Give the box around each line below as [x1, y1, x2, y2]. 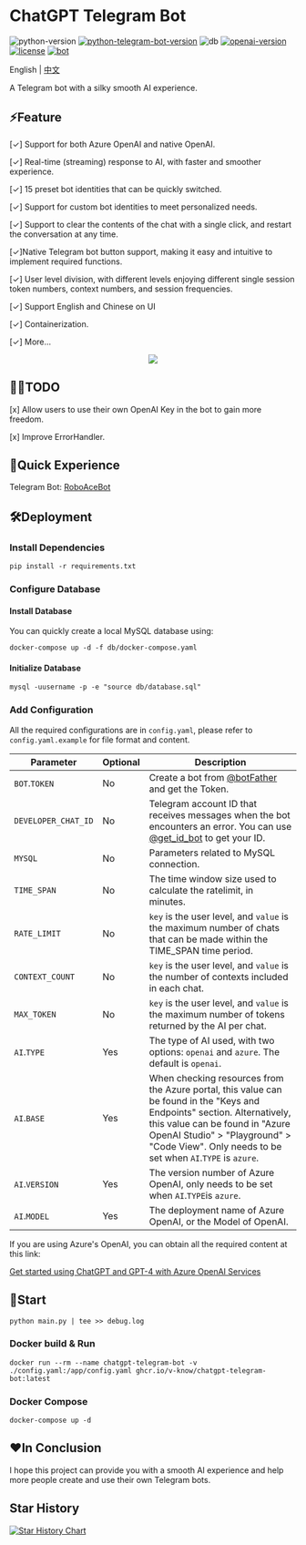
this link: [9, 1248, 41, 1259]
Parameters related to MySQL [148, 846, 276, 859]
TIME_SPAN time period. [148, 944, 253, 957]
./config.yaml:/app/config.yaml [9, 1366, 132, 1376]
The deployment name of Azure [148, 1203, 285, 1216]
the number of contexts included [148, 970, 289, 983]
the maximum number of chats [148, 921, 280, 934]
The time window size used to [148, 872, 277, 885]
